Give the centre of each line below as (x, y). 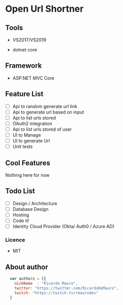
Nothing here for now (27, 175)
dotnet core (25, 50)
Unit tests (23, 147)
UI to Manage (27, 135)
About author (27, 267)
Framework (24, 66)
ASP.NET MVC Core (33, 78)
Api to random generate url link (45, 106)
